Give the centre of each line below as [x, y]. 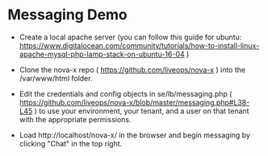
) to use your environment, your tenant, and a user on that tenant [142, 111]
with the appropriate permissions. [75, 119]
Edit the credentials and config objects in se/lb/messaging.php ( [126, 93]
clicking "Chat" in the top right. [71, 143]
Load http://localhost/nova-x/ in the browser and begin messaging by [135, 135]
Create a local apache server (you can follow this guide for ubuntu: [130, 37]
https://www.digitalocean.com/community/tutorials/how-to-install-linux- [139, 45]
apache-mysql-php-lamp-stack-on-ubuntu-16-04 [102, 54]
